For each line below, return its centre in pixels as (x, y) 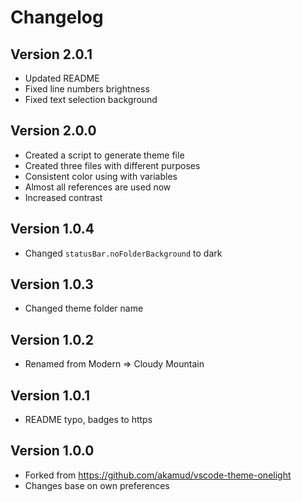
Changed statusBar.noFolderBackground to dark (123, 253)
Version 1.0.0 (52, 451)
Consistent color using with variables (101, 176)
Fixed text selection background (91, 99)
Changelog (57, 17)
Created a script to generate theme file (104, 155)
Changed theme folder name (84, 308)
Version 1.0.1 (50, 395)
